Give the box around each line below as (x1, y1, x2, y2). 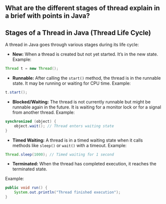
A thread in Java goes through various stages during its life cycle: (5, 42, 139, 48)
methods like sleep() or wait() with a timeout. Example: (12, 142, 127, 148)
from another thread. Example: (12, 109, 75, 115)
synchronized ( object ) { (5, 119, 56, 124)
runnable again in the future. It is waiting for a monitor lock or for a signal (12, 104, 162, 110)
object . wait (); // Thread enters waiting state (14, 123, 114, 128)
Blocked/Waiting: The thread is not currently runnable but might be (12, 99, 151, 104)
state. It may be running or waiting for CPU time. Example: (12, 80, 131, 86)
